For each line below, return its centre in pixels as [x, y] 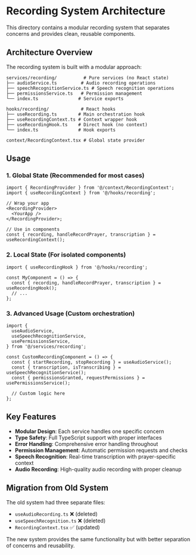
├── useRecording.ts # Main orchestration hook [76, 114]
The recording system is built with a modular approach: [74, 67]
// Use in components [33, 230]
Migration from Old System [57, 488]
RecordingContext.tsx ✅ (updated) [57, 527]
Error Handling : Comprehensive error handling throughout [86, 444]
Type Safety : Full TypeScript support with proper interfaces [88, 437]
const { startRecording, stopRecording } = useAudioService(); [91, 362]
